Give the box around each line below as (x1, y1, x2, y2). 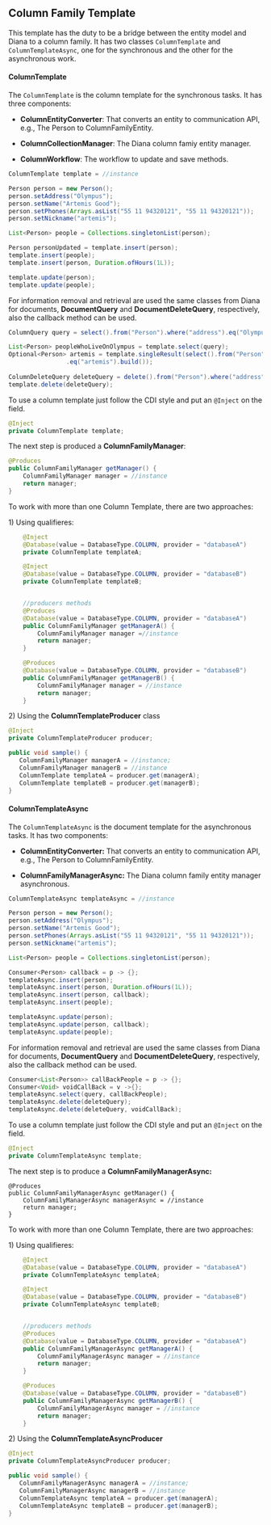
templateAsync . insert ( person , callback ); (8, 991, 150, 999)
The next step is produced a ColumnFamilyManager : (8, 441, 186, 451)
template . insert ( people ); (8, 251, 95, 259)
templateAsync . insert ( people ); (8, 998, 114, 1007)
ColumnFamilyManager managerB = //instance (19, 764, 168, 772)
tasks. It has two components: (8, 830, 109, 840)
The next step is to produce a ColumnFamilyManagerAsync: (8, 1166, 212, 1176)
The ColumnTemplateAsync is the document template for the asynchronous (8, 822, 252, 832)
